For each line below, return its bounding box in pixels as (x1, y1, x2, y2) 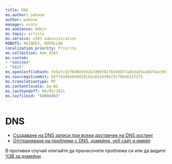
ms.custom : (5, 55, 29, 60)
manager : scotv (5, 22, 38, 27)
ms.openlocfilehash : (5, 70, 50, 75)
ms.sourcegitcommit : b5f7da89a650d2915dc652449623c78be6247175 (5, 74, 143, 79)
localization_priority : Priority (5, 46, 77, 51)
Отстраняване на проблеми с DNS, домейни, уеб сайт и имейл (12, 138, 151, 144)
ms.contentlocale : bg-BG (5, 84, 58, 89)
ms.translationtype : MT (5, 79, 56, 84)
